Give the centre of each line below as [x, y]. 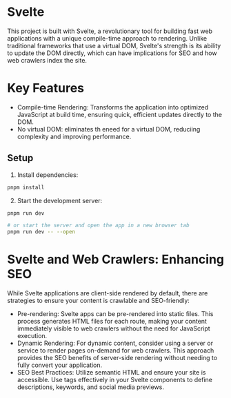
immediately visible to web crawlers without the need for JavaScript [113, 328]
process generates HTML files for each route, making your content [112, 322]
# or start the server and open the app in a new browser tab [98, 226]
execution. [32, 336]
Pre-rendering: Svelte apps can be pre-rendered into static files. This [115, 314]
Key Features [46, 88]
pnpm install [26, 187]
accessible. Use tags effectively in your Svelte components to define [114, 380]
